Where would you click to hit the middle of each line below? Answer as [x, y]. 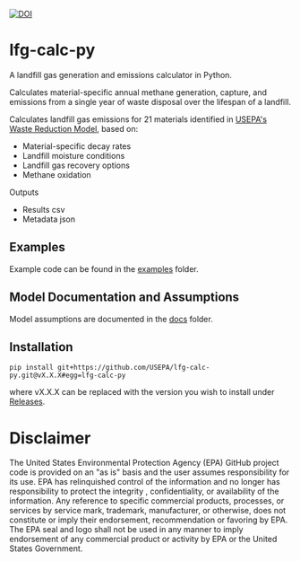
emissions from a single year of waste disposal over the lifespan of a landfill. [150, 101]
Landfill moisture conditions [73, 155]
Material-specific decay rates [77, 146]
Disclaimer [50, 438]
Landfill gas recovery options [76, 165]
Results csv [43, 209]
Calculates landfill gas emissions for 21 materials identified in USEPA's [138, 119]
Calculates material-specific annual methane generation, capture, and [138, 92]
